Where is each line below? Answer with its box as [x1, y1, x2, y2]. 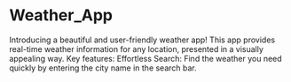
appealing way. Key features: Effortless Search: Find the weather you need [9, 53, 282, 63]
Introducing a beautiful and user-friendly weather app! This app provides [9, 34, 276, 45]
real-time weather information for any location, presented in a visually [9, 43, 264, 54]
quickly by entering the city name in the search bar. [9, 63, 197, 73]
